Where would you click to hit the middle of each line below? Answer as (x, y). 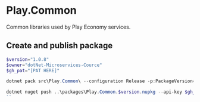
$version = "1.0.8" (28, 59)
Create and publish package (60, 46)
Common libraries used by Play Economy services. (68, 27)
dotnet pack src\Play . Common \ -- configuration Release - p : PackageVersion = (101, 81)
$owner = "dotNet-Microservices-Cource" (54, 65)
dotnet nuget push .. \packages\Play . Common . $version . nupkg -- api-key (94, 92)
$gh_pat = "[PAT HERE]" (33, 70)
